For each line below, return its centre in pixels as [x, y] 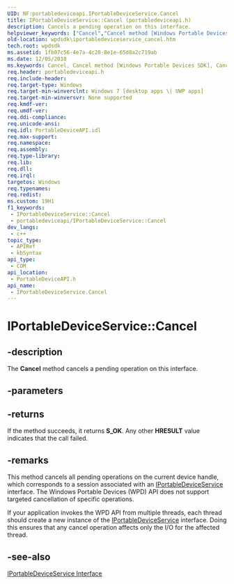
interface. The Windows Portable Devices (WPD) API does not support [108, 492]
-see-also [29, 557]
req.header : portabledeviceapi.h [56, 72]
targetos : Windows [34, 182]
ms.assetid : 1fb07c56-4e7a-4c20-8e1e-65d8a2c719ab [82, 53]
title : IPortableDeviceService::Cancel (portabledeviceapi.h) [99, 20]
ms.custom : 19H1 [31, 202]
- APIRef [23, 247]
